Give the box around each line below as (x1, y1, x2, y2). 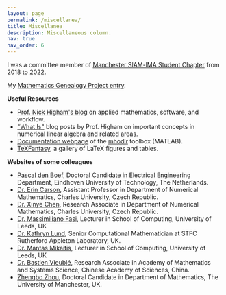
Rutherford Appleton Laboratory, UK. (16, 237, 121, 244)
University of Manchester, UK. (16, 281, 103, 288)
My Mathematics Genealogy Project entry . (7, 82, 126, 89)
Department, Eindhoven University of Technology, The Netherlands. (16, 178, 209, 186)
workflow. (16, 115, 45, 123)
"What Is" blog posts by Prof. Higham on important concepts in (16, 123, 195, 130)
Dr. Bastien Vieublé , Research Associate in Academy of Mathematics (16, 259, 211, 266)
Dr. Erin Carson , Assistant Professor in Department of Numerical (16, 186, 199, 193)
